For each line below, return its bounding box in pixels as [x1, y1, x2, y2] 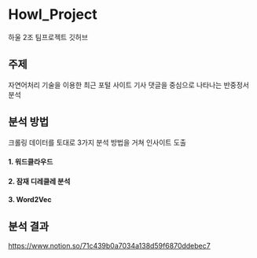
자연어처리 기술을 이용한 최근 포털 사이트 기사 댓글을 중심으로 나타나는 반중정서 [8, 80, 250, 90]
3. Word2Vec [8, 195, 52, 205]
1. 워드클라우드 [8, 157, 53, 167]
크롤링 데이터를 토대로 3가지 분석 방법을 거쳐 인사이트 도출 [8, 138, 187, 147]
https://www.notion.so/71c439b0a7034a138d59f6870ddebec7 [8, 241, 211, 251]
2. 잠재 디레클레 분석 [8, 176, 71, 186]
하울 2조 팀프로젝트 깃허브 [8, 32, 89, 42]
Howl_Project [8, 6, 97, 24]
